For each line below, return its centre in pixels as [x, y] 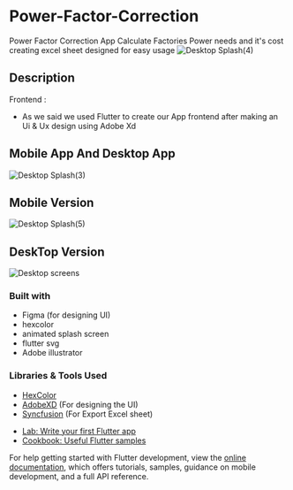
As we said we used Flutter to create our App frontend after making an [150, 116]
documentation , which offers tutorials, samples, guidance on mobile [132, 467]
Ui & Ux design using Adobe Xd [79, 126]
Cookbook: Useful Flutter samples [84, 440]
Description [42, 78]
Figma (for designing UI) [66, 315]
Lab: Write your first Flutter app [79, 431]
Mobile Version [52, 202]
